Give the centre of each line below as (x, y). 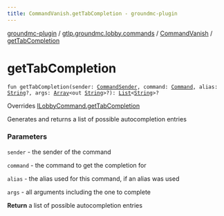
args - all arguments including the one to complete (79, 192)
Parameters (27, 137)
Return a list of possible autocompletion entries (75, 205)
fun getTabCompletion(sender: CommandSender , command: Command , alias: (112, 87)
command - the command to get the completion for (77, 165)
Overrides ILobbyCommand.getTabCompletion (74, 106)
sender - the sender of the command (59, 152)
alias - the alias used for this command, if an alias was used (93, 178)
